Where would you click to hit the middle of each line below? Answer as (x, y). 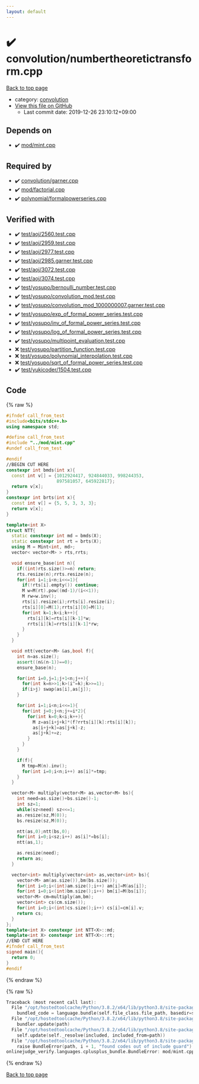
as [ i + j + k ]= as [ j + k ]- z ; (59, 728)
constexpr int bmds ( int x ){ (41, 470)
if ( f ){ (25, 760)
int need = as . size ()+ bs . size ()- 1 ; (58, 799)
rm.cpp (25, 71)
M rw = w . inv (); (39, 597)
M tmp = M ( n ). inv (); (44, 766)
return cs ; (30, 913)
